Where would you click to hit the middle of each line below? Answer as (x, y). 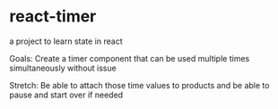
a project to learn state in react (66, 41)
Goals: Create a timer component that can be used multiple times (130, 58)
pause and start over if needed (66, 95)
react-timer (53, 17)
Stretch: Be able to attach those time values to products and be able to (139, 85)
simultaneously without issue (63, 68)
